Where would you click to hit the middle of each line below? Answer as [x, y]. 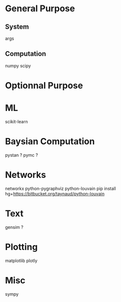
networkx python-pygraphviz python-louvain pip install [60, 188]
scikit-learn [16, 121]
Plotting [21, 247]
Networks [26, 175]
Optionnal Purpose [44, 85]
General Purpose [40, 9]
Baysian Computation [50, 142]
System [17, 27]
